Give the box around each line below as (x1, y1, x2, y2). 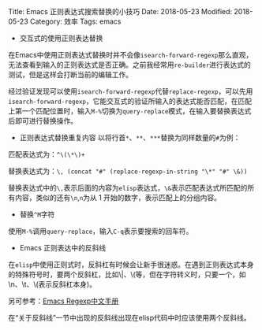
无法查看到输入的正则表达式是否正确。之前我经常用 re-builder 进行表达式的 (8, 60, 251, 69)
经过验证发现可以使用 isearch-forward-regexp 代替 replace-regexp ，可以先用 (8, 87, 253, 96)
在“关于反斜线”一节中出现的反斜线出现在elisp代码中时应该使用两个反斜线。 (8, 313, 251, 322)
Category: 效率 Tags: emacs (30, 17, 122, 26)
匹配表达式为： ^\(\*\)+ (8, 150, 85, 159)
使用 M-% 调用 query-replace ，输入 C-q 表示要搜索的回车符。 (8, 227, 193, 235)
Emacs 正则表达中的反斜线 (19, 243, 107, 252)
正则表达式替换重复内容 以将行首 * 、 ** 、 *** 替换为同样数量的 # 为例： (19, 133, 241, 142)
